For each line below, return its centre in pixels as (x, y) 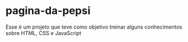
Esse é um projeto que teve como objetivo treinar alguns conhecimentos (94, 27)
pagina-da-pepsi (48, 11)
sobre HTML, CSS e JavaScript (43, 33)
